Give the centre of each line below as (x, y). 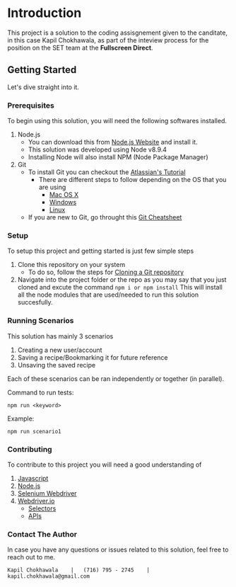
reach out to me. (31, 557)
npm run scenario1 (34, 431)
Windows (63, 203)
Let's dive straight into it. (43, 87)
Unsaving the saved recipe (57, 365)
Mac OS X (64, 195)
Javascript (33, 478)
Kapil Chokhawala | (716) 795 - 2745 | (79, 570)
